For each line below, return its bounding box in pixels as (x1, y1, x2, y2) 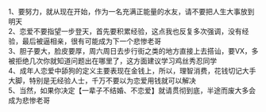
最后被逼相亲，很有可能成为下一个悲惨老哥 (21, 36, 161, 46)
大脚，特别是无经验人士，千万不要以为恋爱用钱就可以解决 (8, 76, 196, 85)
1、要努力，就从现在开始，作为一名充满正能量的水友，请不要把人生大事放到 (8, 7, 255, 16)
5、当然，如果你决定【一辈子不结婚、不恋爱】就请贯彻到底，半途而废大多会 (8, 86, 256, 95)
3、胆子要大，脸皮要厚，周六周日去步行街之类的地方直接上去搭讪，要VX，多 (8, 47, 259, 55)
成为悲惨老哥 (8, 95, 50, 105)
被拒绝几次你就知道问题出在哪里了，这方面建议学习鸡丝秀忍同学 (8, 56, 217, 65)
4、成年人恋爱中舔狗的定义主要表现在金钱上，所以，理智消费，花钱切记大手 (8, 66, 256, 75)
